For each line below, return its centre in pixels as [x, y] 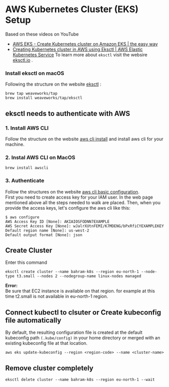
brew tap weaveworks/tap [31, 94]
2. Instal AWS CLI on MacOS [40, 157]
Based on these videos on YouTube [42, 34]
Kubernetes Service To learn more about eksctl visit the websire [80, 55]
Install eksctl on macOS [35, 73]
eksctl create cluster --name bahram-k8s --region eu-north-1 [72, 272]
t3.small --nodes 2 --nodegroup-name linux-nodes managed [79, 276]
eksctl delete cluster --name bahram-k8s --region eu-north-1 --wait [80, 379]
